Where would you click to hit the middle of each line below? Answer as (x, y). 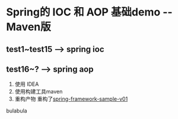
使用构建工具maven (39, 92)
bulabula (17, 111)
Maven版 (29, 27)
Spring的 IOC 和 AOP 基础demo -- (90, 12)
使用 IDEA (27, 84)
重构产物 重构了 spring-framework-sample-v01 (71, 99)
